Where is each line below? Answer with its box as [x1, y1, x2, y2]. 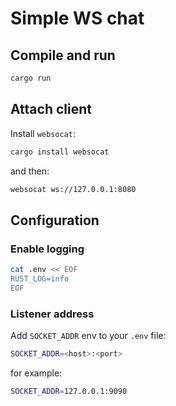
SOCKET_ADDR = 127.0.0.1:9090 [10, 386, 128, 396]
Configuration [10, 212, 100, 229]
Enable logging [10, 242, 85, 256]
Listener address [10, 307, 95, 321]
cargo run [10, 73, 52, 83]
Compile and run [10, 47, 116, 64]
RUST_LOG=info [10, 274, 70, 284]
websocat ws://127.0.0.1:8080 [10, 184, 137, 194]
